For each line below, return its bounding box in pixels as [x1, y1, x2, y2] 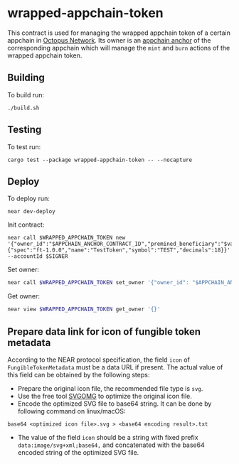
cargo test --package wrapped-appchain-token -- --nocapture [7, 156, 193, 163]
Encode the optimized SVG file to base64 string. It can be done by [17, 399, 212, 408]
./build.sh [7, 104, 40, 112]
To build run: [7, 90, 45, 99]
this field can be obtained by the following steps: [7, 370, 150, 379]
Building [7, 72, 45, 84]
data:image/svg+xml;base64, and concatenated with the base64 [17, 441, 205, 449]
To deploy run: [7, 194, 50, 203]
